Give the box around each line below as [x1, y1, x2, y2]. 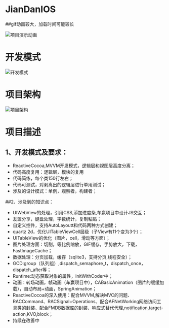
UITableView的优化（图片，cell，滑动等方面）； [12, 235, 110, 241]
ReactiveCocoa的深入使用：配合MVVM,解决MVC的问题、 [12, 292, 133, 298]
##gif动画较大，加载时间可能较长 [5, 21, 74, 27]
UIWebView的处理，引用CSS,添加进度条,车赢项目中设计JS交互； [12, 209, 147, 215]
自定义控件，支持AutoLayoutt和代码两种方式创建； [12, 222, 118, 228]
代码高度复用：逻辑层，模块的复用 [12, 169, 84, 175]
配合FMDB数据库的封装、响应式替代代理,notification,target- [39, 305, 163, 311]
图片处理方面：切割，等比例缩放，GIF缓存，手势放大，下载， [12, 241, 140, 247]
